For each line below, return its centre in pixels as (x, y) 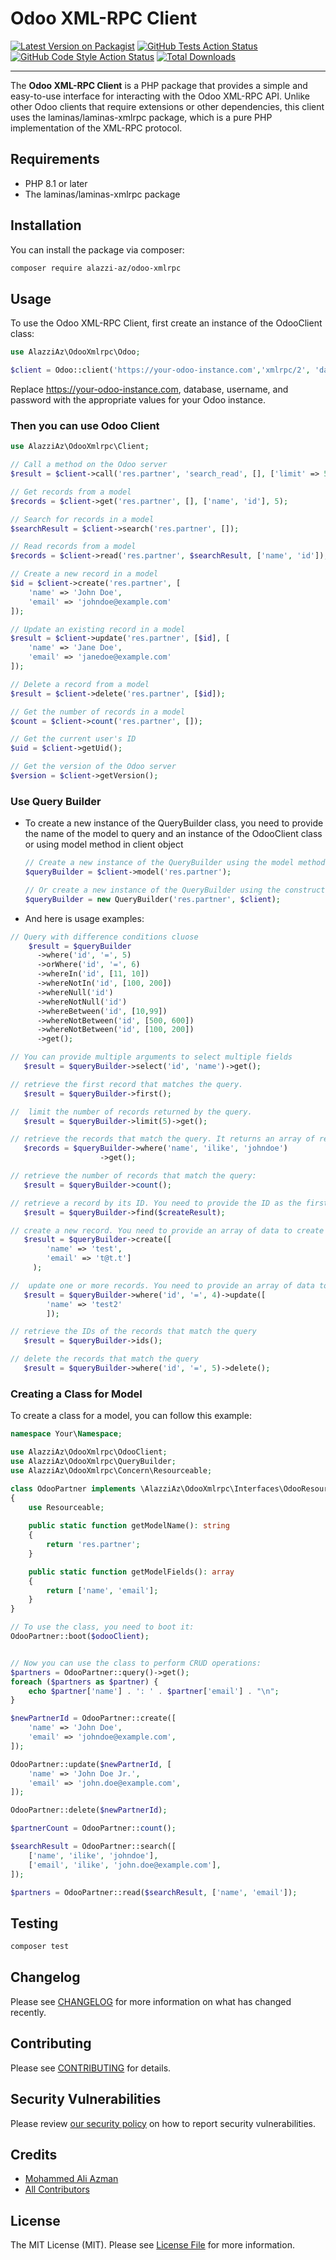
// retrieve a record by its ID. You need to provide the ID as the (156, 1203)
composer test (40, 1947)
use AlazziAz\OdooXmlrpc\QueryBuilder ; (93, 1462)
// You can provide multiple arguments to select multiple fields (151, 1057)
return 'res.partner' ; (93, 1545)
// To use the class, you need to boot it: (102, 1627)
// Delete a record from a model (80, 684)
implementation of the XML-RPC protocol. (96, 128)
